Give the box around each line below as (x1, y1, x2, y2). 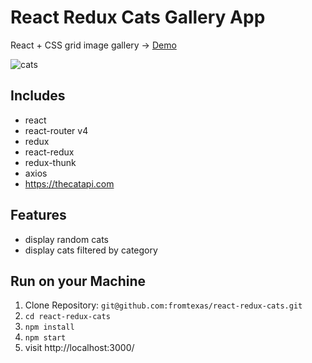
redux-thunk (24, 156, 77, 168)
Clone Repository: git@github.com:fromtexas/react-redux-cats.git (24, 299, 303, 311)
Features (10, 207, 67, 224)
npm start (24, 333, 67, 343)
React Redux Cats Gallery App (10, 6, 266, 29)
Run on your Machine (10, 272, 147, 290)
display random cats (24, 233, 109, 245)
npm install (24, 322, 75, 333)
